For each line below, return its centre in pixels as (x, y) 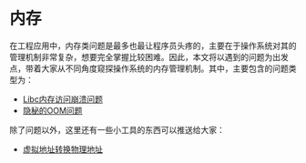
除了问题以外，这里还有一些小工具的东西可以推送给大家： (117, 129)
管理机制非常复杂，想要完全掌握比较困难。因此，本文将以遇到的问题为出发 (149, 56)
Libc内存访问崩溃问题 (62, 99)
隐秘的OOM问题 (52, 110)
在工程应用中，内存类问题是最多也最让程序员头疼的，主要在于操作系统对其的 (153, 46)
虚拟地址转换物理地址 (62, 149)
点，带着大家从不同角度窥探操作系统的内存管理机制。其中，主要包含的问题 (149, 68)
